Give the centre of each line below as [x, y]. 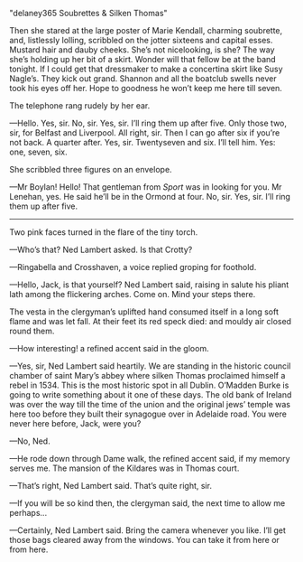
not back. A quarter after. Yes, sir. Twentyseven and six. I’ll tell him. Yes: [142, 142]
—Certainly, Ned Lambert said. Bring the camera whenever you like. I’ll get [148, 530]
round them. [32, 331]
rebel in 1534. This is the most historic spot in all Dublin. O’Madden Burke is [149, 385]
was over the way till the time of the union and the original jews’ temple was [150, 404]
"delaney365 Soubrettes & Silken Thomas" [89, 13]
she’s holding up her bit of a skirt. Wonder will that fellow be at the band [143, 59]
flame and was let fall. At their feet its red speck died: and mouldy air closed [150, 321]
